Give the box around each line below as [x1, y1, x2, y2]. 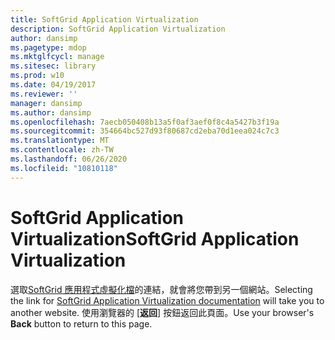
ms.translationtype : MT [10, 136, 110, 146]
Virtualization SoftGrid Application [10, 227, 300, 250]
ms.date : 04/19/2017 [10, 80, 97, 90]
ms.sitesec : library [10, 61, 97, 71]
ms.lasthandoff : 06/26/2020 [10, 154, 128, 164]
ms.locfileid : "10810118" [10, 163, 118, 173]
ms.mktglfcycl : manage [10, 52, 105, 62]
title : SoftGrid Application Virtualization [10, 14, 199, 25]
